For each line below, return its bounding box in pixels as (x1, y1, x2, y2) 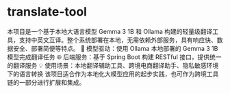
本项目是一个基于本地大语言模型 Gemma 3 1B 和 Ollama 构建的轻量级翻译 (7, 27, 213, 35)
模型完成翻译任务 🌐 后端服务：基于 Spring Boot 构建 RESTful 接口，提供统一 (7, 52, 222, 61)
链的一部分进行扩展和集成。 (7, 78, 86, 86)
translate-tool (7, 4, 88, 20)
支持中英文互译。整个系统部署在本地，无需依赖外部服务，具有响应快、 (18, 35, 217, 44)
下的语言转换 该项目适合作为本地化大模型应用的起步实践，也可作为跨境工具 (7, 69, 219, 78)
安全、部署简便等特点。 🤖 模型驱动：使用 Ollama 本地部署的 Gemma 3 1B (12, 44, 218, 52)
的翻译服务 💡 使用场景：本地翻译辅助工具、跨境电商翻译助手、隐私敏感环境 (7, 61, 219, 69)
